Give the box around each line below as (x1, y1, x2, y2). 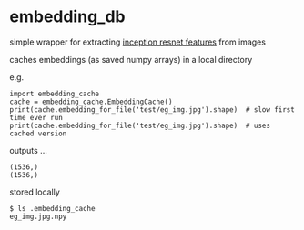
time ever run (9, 113, 64, 122)
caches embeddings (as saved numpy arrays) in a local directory (9, 54, 253, 65)
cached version (9, 129, 67, 138)
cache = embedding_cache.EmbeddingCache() (9, 97, 173, 106)
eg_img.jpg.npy (9, 212, 67, 221)
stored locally (9, 186, 61, 197)
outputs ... (9, 145, 47, 155)
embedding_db (9, 6, 126, 27)
